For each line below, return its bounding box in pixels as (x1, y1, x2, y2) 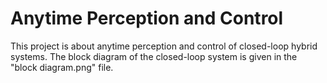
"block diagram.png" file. (10, 61, 114, 73)
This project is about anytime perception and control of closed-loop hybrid (10, 40, 318, 52)
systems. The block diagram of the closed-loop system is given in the (10, 50, 298, 62)
